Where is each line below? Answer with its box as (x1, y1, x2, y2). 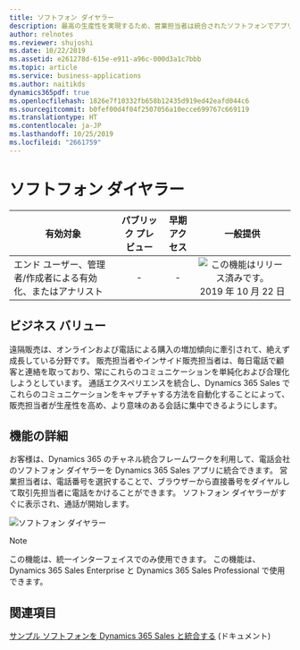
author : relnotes (9, 30, 74, 38)
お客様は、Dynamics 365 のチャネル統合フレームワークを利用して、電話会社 (9, 454, 290, 465)
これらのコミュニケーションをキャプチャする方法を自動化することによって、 (9, 389, 290, 399)
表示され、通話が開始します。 (24, 499, 134, 509)
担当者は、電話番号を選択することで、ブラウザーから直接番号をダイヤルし (16, 476, 290, 487)
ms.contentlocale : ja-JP (9, 122, 102, 131)
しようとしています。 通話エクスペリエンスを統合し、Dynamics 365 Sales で (9, 377, 290, 388)
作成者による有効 (25, 271, 98, 284)
